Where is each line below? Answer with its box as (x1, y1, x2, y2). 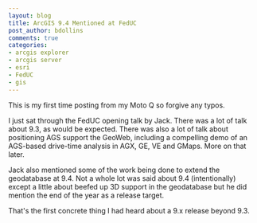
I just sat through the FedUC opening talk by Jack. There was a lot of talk (8, 115, 247, 125)
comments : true (8, 33, 59, 42)
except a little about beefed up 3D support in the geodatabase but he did (8, 182, 247, 191)
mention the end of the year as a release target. (8, 190, 165, 200)
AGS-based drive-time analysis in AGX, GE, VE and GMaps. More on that (8, 141, 247, 151)
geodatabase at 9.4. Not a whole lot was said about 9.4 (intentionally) (8, 173, 236, 183)
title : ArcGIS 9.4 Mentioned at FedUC (8, 19, 137, 27)
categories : (8, 41, 48, 49)
